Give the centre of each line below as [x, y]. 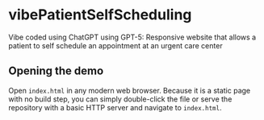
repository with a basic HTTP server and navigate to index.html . [115, 107]
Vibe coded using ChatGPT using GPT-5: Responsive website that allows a [132, 37]
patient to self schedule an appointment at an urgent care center [116, 45]
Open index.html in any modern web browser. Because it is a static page [130, 90]
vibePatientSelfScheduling [100, 15]
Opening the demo [56, 71]
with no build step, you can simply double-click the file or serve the [120, 99]
